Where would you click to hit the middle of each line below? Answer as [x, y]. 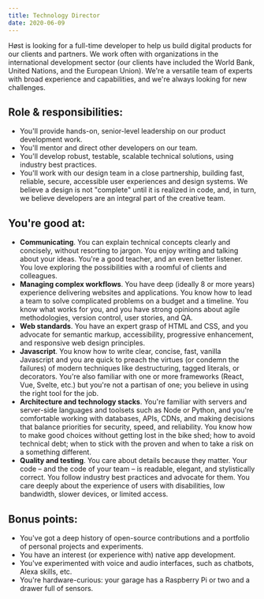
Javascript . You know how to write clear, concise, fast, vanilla [120, 352]
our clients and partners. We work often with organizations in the [113, 54]
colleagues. [38, 276]
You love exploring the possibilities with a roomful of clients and [123, 267]
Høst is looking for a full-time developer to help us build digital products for [130, 45]
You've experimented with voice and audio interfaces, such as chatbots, [137, 563]
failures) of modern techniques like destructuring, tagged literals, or [130, 368]
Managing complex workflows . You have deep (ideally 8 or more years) [137, 284]
